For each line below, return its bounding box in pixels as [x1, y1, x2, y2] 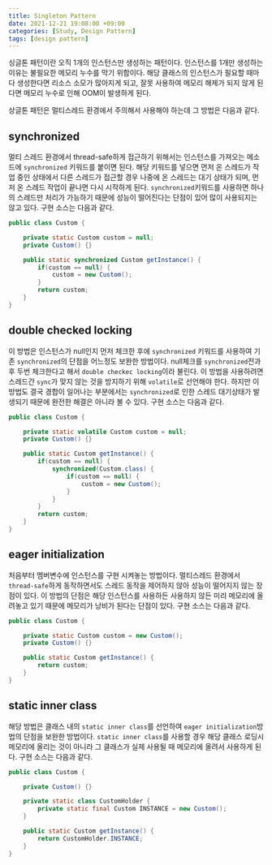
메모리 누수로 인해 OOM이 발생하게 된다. [23, 88, 152, 98]
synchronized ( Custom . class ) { [51, 465, 154, 473]
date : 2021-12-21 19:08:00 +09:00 [8, 19, 126, 28]
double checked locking [8, 324, 132, 338]
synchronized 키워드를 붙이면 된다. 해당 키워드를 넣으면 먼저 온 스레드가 [23, 162, 252, 172]
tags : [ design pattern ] [8, 34, 89, 43]
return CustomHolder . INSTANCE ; [37, 834, 144, 842]
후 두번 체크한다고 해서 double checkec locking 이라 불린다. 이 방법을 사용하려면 [8, 366, 264, 376]
